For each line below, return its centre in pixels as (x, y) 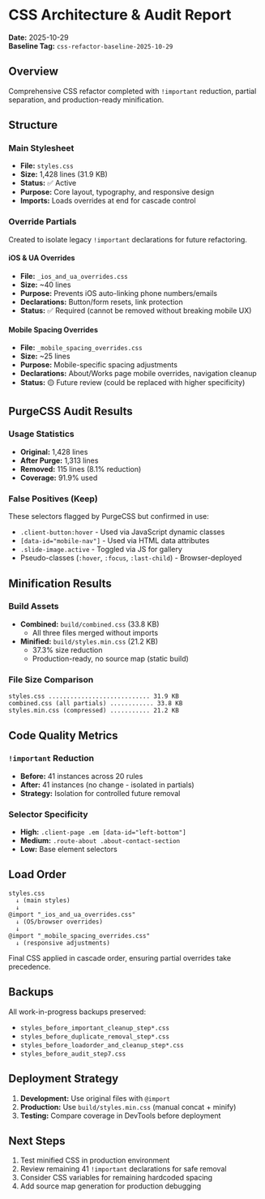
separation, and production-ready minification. (86, 100)
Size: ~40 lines (45, 285)
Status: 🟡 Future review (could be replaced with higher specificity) (132, 383)
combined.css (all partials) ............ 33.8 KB (96, 704)
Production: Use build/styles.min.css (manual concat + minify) (128, 1107)
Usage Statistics (41, 434)
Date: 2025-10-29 (38, 37)
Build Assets (34, 606)
